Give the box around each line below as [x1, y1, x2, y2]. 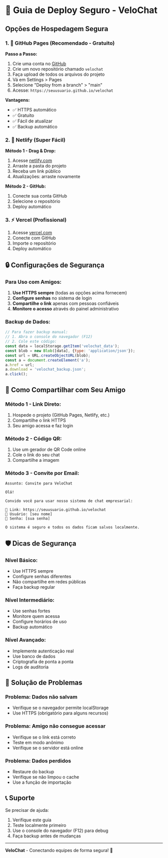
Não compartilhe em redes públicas [12, 579, 86, 585]
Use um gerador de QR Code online [12, 446, 86, 453]
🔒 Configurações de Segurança [5, 261, 104, 269]
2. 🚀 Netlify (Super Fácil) [5, 136, 66, 143]
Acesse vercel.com [12, 230, 52, 236]
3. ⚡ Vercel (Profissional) [5, 217, 66, 224]
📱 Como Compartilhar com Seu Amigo [5, 386, 126, 394]
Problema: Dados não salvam [5, 694, 77, 701]
